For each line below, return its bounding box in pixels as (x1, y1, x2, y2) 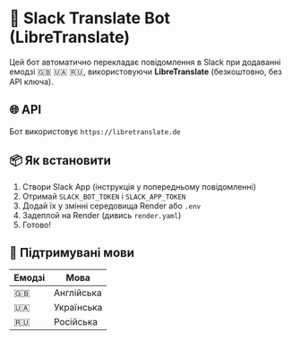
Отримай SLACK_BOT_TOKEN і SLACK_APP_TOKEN (21, 191, 186, 201)
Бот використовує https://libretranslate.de (9, 125, 181, 137)
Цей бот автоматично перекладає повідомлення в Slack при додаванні (9, 56, 281, 67)
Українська (53, 302, 103, 314)
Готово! (21, 219, 52, 230)
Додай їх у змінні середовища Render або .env (21, 200, 201, 211)
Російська (53, 316, 98, 328)
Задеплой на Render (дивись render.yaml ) (21, 209, 182, 220)
